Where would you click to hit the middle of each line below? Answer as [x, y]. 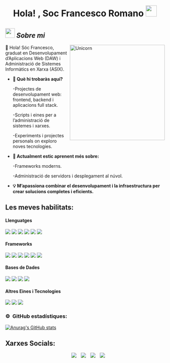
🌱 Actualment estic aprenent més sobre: [56, 156]
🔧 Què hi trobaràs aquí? [38, 79]
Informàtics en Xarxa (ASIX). [35, 69]
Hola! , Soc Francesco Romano [78, 13]
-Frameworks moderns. [37, 166]
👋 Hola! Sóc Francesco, [30, 48]
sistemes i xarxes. [31, 126]
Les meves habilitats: [39, 208]
